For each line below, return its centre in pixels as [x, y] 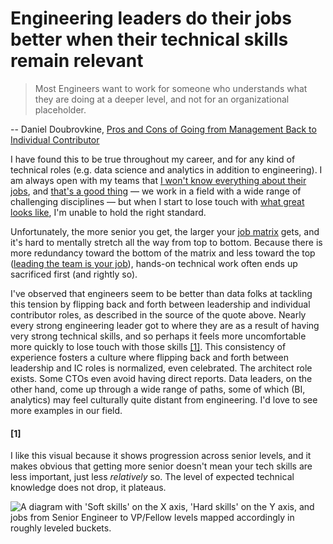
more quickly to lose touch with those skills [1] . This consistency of [148, 346]
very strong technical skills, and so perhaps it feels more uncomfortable [158, 336]
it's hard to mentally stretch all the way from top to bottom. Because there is [166, 242]
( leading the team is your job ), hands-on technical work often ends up [154, 263]
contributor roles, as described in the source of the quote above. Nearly [158, 314]
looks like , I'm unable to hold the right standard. [108, 212]
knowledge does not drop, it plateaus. [88, 488]
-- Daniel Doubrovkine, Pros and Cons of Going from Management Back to [163, 129]
